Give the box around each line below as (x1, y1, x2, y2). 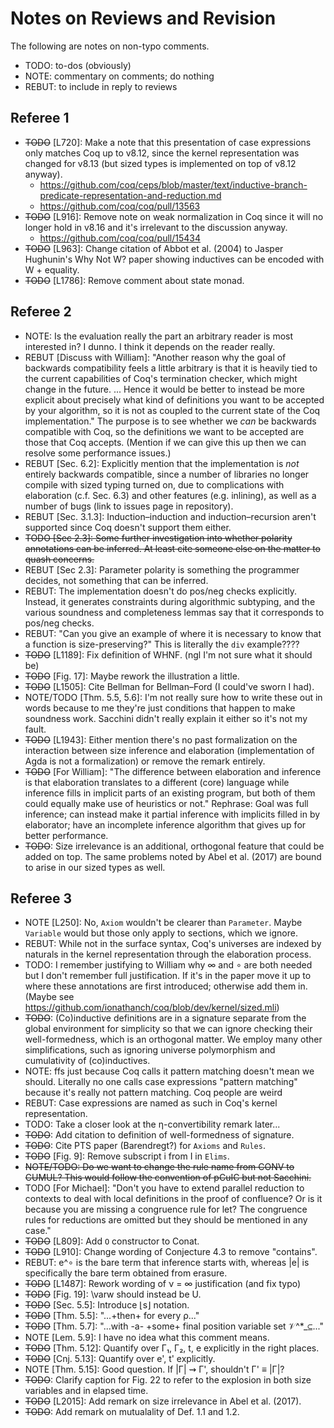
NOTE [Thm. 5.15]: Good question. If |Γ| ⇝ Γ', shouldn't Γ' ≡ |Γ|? (24, 1363, 285, 1376)
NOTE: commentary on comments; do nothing (24, 70, 215, 82)
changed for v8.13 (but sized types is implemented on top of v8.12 (24, 157, 297, 169)
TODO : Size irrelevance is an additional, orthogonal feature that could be (24, 840, 325, 852)
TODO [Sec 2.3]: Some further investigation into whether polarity (24, 532, 293, 544)
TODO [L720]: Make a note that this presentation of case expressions (24, 136, 312, 148)
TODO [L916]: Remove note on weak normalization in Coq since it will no (24, 210, 324, 222)
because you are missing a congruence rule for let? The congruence (24, 1203, 308, 1216)
